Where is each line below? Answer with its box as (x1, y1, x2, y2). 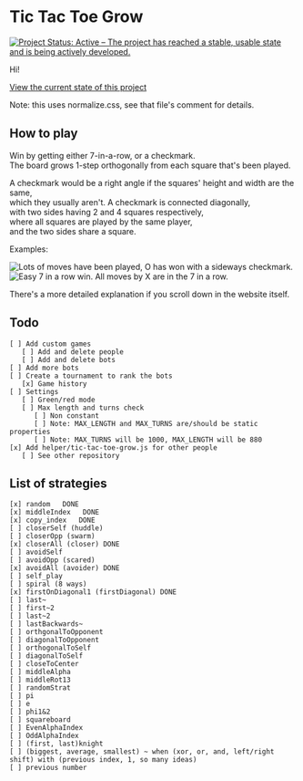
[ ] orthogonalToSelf (9, 643, 92, 653)
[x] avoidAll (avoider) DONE (9, 564, 120, 573)
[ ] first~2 (9, 604, 55, 613)
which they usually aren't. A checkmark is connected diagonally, (9, 196, 251, 207)
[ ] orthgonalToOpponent (9, 628, 104, 637)
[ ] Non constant (33, 411, 100, 421)
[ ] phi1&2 (9, 707, 51, 717)
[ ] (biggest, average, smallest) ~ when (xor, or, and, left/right (9, 747, 275, 756)
